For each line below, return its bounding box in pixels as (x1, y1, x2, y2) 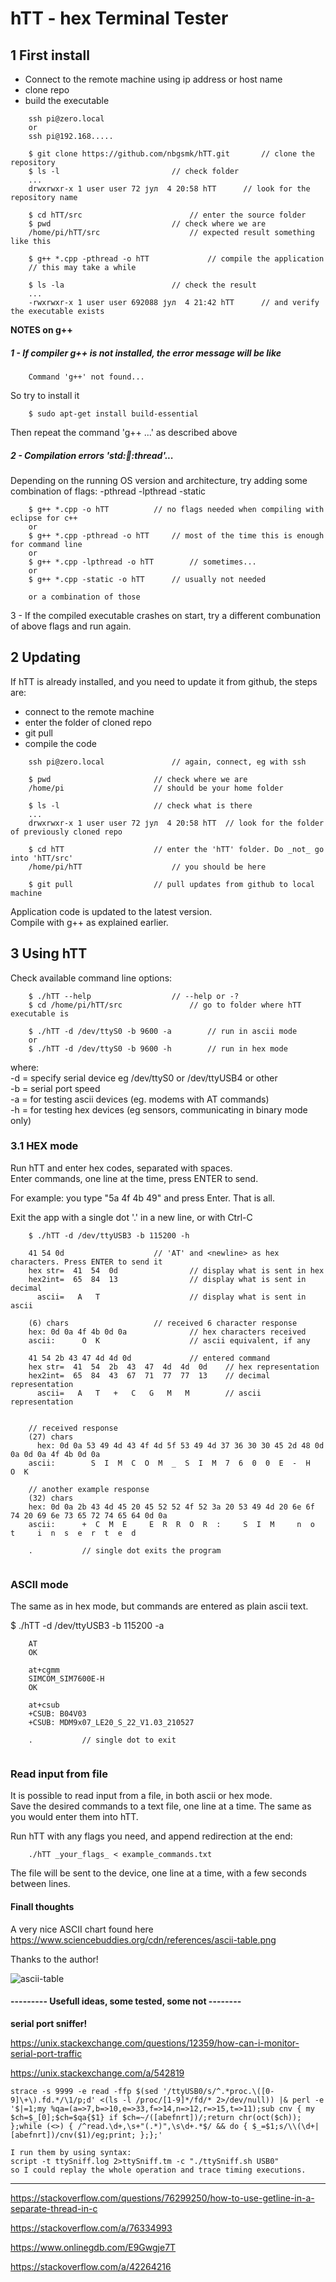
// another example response (28, 1484, 150, 1494)
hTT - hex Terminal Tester (10, 7, 229, 30)
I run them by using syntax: (10, 2147, 132, 2157)
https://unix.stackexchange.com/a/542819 (10, 2067, 185, 2079)
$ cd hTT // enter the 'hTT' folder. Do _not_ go (28, 844, 325, 854)
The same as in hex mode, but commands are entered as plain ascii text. (10, 1600, 309, 1612)
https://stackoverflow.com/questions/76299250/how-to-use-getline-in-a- (10, 2192, 315, 2204)
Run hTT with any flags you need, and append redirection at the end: (10, 1830, 293, 1842)
